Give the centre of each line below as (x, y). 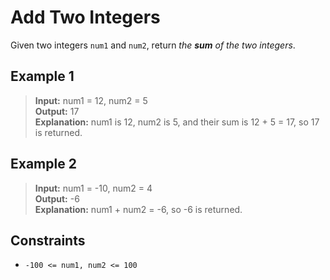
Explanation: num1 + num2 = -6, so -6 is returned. (138, 209)
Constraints (48, 240)
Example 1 (42, 76)
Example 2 (43, 164)
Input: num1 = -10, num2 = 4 (93, 188)
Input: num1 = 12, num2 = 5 (91, 100)
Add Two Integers (85, 17)
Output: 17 (57, 111)
